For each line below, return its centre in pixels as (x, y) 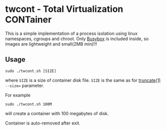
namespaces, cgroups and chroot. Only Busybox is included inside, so (77, 39)
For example (18, 95)
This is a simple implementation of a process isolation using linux (71, 33)
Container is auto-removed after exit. (43, 123)
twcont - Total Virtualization (64, 9)
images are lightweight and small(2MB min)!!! (51, 44)
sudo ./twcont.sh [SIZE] (31, 71)
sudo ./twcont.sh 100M (28, 104)
